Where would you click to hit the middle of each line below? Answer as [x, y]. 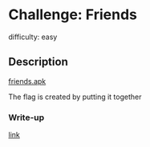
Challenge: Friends [73, 15]
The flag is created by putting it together [75, 97]
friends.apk [27, 81]
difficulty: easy [33, 37]
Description [38, 62]
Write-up [26, 117]
